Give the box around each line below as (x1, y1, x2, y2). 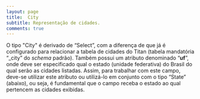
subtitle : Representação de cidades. (6, 20, 101, 26)
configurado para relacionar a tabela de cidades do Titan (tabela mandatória (6, 48, 195, 55)
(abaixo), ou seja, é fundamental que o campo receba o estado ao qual (6, 80, 181, 87)
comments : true (6, 25, 44, 32)
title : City (6, 14, 39, 20)
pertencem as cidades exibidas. (6, 86, 85, 93)
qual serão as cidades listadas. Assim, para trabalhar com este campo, (6, 67, 181, 75)
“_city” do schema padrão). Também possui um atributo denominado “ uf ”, (6, 54, 189, 61)
